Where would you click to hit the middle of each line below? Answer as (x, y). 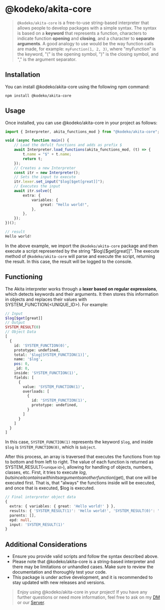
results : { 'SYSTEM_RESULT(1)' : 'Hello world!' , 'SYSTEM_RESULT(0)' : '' (86, 511)
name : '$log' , (28, 359)
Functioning (24, 277)
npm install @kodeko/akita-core (38, 96)
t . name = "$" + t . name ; (47, 154)
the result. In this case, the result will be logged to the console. (69, 261)
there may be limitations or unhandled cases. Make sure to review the (83, 567)
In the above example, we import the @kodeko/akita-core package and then (82, 246)
